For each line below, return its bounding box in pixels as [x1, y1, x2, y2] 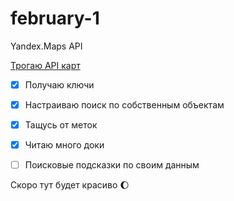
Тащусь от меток [24, 119, 98, 131]
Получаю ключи [24, 78, 95, 91]
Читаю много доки [24, 139, 105, 151]
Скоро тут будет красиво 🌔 [10, 179, 130, 191]
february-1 [10, 7, 100, 30]
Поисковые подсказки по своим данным [24, 159, 200, 171]
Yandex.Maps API [10, 40, 83, 52]
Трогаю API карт [10, 59, 81, 71]
